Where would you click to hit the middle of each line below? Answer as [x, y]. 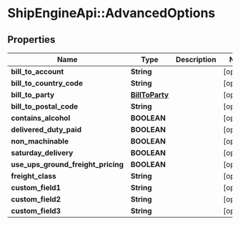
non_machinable [40, 141]
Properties [31, 40]
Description [196, 60]
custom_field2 [36, 199]
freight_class [34, 176]
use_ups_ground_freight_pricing [67, 164]
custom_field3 [36, 211]
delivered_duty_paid [46, 130]
